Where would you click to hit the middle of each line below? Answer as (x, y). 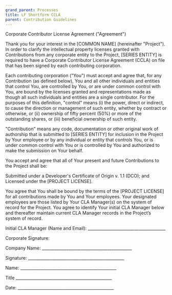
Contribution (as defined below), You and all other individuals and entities (83, 81)
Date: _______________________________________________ (60, 288)
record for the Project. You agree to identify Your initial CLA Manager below (85, 208)
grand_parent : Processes (32, 10)
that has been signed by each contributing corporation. (63, 66)
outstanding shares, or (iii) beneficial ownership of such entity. (71, 119)
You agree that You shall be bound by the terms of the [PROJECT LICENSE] (85, 191)
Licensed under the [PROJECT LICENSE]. (49, 181)
